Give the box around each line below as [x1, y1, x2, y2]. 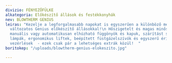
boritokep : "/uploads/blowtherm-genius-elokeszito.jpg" [5, 46, 127, 51]
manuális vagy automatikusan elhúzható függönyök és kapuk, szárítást [10, 31, 164, 36]
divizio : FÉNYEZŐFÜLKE [5, 7, 54, 13]
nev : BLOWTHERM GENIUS [5, 17, 54, 22]
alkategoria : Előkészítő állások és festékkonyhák [5, 12, 116, 17]
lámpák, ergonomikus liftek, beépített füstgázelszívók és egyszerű [10, 36, 159, 41]
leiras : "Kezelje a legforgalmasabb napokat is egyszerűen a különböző [5, 22, 161, 27]
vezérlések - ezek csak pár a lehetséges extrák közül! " [10, 41, 141, 46]
